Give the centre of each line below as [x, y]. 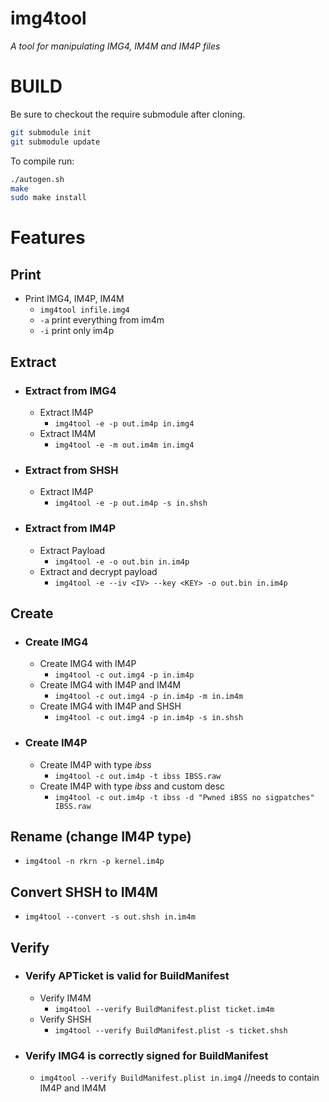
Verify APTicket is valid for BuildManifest [127, 976]
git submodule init [51, 132]
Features [48, 238]
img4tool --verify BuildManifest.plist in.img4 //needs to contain [179, 1078]
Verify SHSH [65, 1019]
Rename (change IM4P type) [101, 836]
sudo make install [48, 198]
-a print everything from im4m [102, 320]
